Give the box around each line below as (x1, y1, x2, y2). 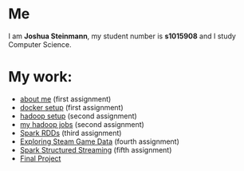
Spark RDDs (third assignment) (19, 128, 122, 137)
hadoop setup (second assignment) (19, 111, 137, 121)
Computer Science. (8, 39, 72, 49)
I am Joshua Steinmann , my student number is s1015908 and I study (8, 31, 237, 41)
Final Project (19, 153, 61, 163)
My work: (8, 68, 73, 86)
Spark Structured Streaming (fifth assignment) (19, 145, 172, 154)
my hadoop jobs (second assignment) (19, 119, 145, 129)
